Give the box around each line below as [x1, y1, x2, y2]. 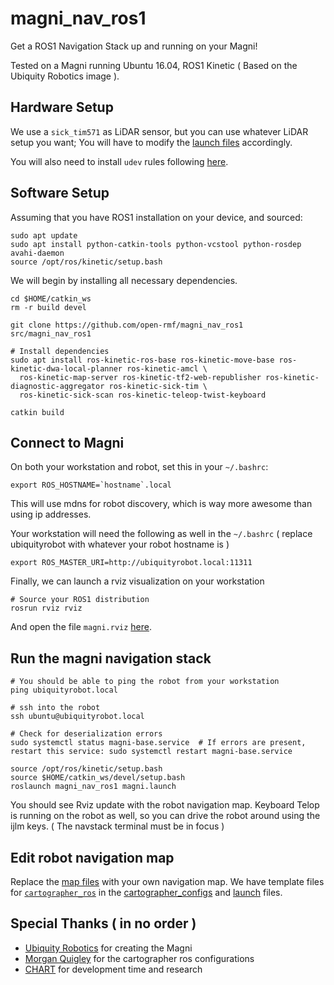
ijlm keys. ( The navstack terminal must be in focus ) [10, 820, 225, 832]
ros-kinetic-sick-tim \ [108, 381, 208, 391]
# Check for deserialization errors [10, 729, 163, 739]
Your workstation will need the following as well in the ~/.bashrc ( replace [10, 528, 313, 540]
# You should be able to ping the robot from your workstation [10, 677, 280, 687]
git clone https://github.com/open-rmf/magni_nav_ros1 [10, 320, 244, 330]
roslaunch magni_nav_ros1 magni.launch [10, 782, 177, 792]
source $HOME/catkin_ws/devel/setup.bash [10, 773, 186, 783]
